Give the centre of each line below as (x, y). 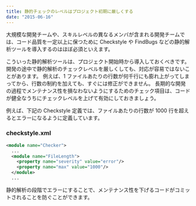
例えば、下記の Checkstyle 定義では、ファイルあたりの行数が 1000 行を (93, 110)
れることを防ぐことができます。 (54, 197)
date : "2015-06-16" (30, 17)
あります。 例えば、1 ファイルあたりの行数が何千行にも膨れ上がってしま (103, 76)
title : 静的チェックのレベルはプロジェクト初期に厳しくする (70, 11)
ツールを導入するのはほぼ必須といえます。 (62, 49)
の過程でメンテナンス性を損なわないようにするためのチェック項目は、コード (98, 91)
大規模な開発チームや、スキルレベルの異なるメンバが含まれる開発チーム (93, 34)
